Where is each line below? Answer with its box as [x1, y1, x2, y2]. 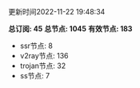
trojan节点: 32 [19, 61, 66, 70]
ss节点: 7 [19, 71, 50, 80]
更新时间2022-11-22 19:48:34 [8, 7, 106, 16]
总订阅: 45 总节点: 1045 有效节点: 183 [8, 24, 133, 34]
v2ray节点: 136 [19, 51, 69, 60]
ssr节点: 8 [19, 41, 54, 50]
